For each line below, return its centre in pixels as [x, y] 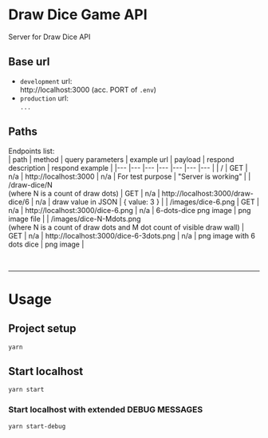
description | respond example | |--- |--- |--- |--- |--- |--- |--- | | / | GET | [128, 168]
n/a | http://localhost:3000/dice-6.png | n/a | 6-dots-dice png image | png [130, 210]
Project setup [43, 329]
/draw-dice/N [31, 184]
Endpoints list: [32, 151]
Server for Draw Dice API [49, 37]
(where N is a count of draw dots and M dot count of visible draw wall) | [126, 227]
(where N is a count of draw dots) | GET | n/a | [84, 193]
